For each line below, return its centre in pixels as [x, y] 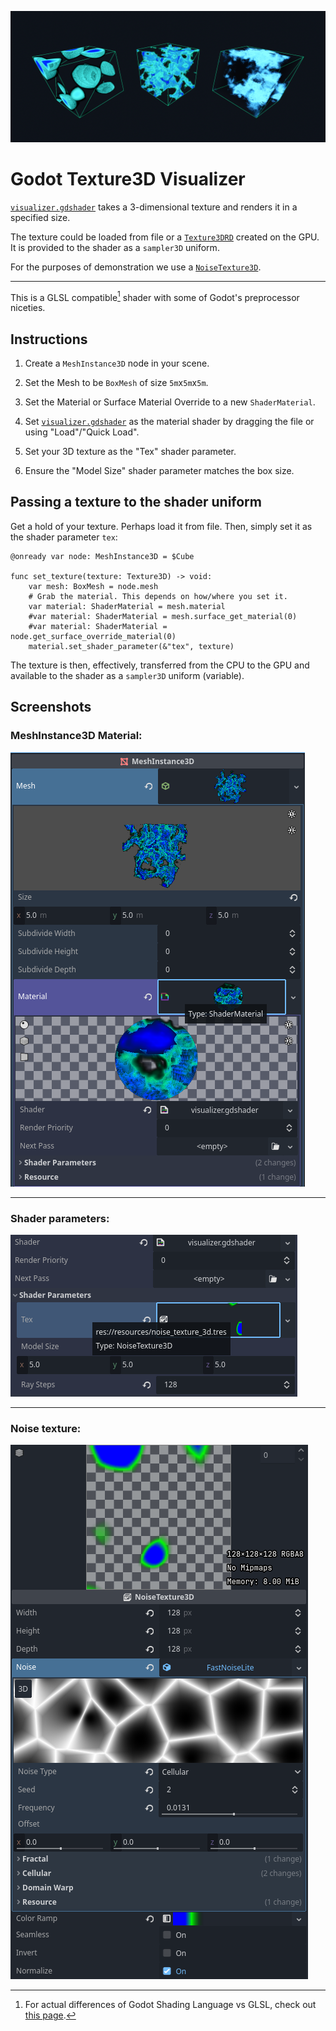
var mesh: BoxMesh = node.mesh [93, 586]
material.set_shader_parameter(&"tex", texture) [131, 646]
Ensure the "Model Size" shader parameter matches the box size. [159, 471]
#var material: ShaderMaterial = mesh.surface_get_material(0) [163, 616]
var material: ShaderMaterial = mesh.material [127, 606]
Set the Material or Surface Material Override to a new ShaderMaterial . [170, 402]
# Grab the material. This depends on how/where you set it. [158, 596]
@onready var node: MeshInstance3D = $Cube [102, 556]
